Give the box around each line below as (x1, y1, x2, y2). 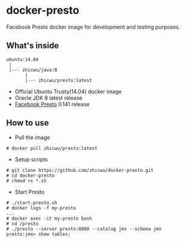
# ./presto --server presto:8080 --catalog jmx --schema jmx (6, 226, 162, 232)
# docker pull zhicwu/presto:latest (6, 145, 97, 151)
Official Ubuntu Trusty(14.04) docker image (14, 88, 122, 95)
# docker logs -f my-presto (6, 205, 77, 211)
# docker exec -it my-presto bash (6, 216, 93, 222)
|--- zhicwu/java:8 (8, 67, 58, 73)
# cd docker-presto (6, 173, 55, 179)
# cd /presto (6, 220, 39, 227)
